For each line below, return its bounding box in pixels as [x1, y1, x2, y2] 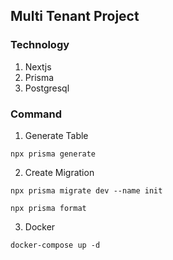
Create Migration [24, 166, 95, 178]
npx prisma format [10, 203, 87, 213]
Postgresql [24, 82, 70, 94]
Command [10, 107, 62, 121]
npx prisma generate [10, 149, 97, 159]
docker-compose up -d [10, 240, 101, 250]
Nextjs [24, 60, 52, 73]
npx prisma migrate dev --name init [10, 185, 163, 196]
